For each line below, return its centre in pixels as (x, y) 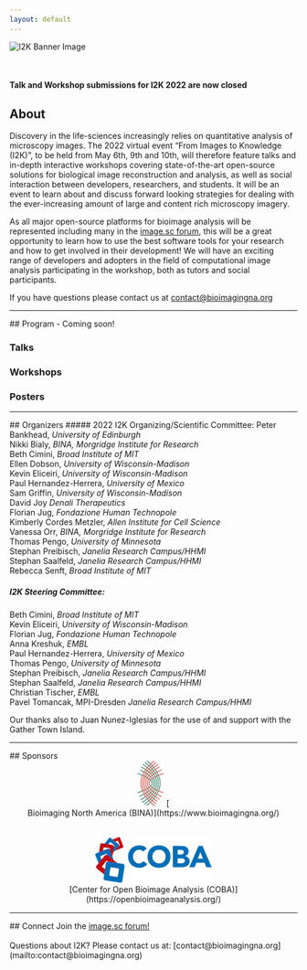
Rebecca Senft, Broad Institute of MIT (80, 570)
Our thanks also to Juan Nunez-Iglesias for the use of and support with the (150, 720)
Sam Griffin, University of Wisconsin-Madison (96, 493)
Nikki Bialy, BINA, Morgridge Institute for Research (104, 444)
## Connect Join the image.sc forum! (80, 926)
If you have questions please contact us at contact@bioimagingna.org (141, 298)
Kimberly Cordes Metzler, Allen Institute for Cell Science (115, 522)
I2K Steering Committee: (57, 592)
